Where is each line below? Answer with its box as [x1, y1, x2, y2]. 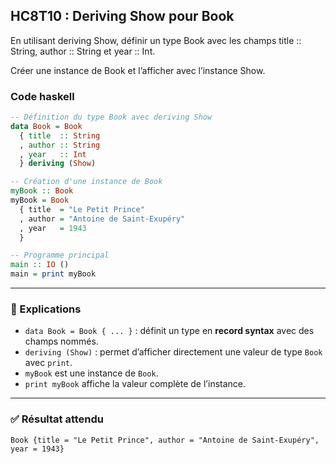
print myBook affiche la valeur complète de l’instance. [24, 378, 247, 390]
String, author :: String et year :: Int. [10, 45, 156, 57]
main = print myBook [10, 269, 97, 279]
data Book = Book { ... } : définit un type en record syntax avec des [24, 325, 315, 337]
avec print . [24, 357, 73, 369]
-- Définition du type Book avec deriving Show [10, 112, 213, 123]
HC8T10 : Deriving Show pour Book [10, 8, 235, 25]
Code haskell [10, 89, 75, 103]
